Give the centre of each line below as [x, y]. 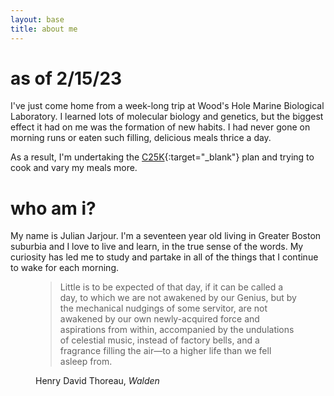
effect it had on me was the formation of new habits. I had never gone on [160, 127]
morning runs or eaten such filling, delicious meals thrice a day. [141, 138]
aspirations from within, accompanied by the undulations [177, 330]
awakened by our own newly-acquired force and [159, 319]
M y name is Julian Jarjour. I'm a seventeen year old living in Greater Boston [166, 236]
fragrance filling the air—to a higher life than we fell [165, 351]
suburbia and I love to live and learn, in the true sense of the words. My [157, 247]
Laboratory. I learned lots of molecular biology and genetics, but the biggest [167, 117]
